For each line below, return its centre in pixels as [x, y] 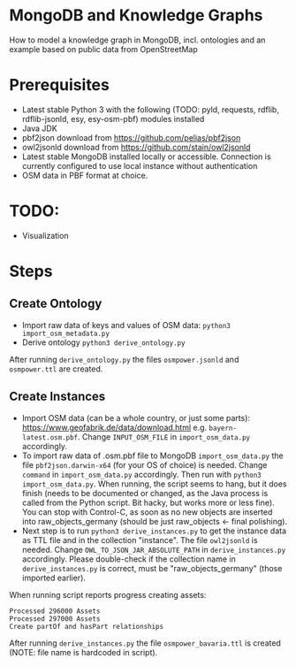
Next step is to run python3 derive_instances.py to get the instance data [154, 531]
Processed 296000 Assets [55, 611]
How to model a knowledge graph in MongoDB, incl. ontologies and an [137, 40]
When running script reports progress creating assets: [108, 594]
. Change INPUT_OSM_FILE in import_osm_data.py [164, 436]
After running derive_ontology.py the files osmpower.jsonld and [124, 359]
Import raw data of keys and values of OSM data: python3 [126, 325]
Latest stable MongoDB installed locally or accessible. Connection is [146, 157]
